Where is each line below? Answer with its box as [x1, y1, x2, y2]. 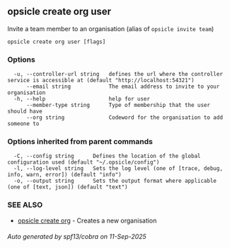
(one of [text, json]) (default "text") [7, 184, 129, 191]
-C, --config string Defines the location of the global [13, 152, 201, 160]
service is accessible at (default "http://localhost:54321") [7, 77, 195, 84]
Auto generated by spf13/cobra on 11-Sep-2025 [7, 232, 146, 241]
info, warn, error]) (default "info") [7, 171, 122, 179]
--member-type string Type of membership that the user [25, 102, 211, 109]
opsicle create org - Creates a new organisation [17, 216, 157, 225]
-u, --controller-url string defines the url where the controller [13, 71, 223, 78]
